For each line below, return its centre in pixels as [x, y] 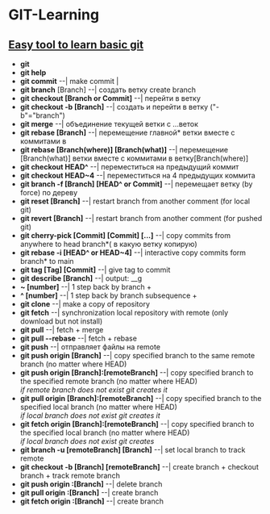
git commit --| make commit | [69, 81]
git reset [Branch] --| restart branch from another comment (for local [135, 201]
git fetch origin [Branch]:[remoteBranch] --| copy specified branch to [137, 424]
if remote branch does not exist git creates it [93, 390]
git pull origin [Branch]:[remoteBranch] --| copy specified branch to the [141, 398]
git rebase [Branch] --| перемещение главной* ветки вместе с [127, 132]
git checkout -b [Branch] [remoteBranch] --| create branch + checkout [139, 467]
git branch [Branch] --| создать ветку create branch [108, 90]
